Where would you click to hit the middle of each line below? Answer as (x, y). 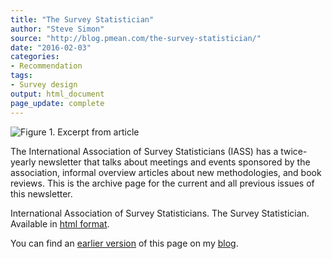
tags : (21, 76)
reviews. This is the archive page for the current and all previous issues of (162, 183)
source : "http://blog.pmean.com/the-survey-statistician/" (136, 38)
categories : (35, 57)
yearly (23, 162)
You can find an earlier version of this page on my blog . (124, 243)
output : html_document (57, 94)
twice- (294, 151)
